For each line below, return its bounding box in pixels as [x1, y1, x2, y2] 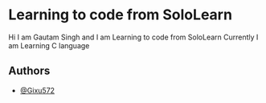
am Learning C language [8, 40, 90, 50]
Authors [8, 64, 51, 78]
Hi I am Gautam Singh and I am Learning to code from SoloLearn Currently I [8, 32, 259, 42]
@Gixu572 [19, 85, 55, 95]
